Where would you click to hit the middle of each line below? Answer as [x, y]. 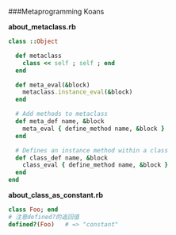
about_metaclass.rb [42, 27]
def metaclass [38, 56]
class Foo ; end [33, 210]
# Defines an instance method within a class [92, 150]
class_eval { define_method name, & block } [96, 165]
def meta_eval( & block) [53, 85]
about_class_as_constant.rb [56, 195]
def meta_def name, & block [60, 121]
